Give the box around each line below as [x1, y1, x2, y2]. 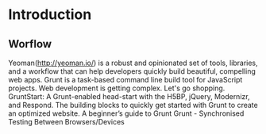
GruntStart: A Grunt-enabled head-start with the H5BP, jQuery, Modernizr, [8, 92, 250, 101]
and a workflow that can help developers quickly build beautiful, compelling [8, 67, 256, 76]
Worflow [8, 37, 52, 51]
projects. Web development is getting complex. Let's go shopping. [8, 83, 226, 93]
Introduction [8, 6, 92, 24]
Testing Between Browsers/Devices [8, 117, 125, 126]
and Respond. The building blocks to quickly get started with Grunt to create [8, 101, 258, 109]
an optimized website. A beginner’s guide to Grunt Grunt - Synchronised [8, 109, 245, 118]
